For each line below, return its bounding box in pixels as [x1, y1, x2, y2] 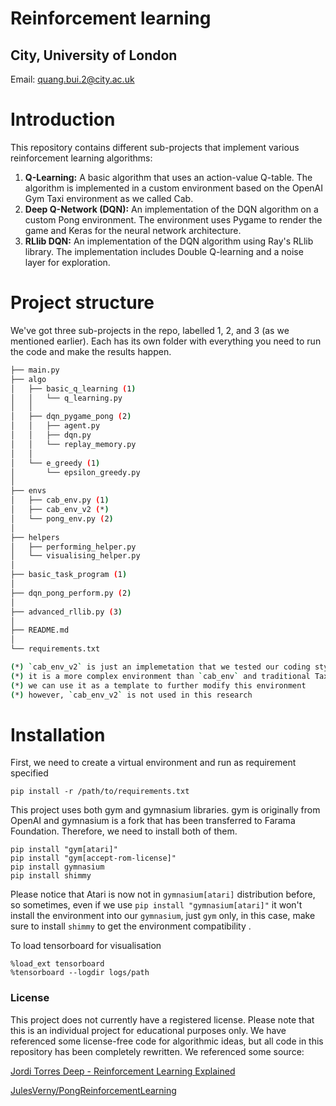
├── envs [10, 486, 47, 496]
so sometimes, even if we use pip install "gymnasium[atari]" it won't [10, 899, 303, 911]
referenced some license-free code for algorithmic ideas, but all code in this [10, 1035, 324, 1047]
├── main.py [10, 365, 60, 375]
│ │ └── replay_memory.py [10, 439, 137, 449]
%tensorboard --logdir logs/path [10, 968, 150, 978]
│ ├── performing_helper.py [10, 542, 137, 552]
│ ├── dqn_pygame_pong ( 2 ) [10, 412, 132, 422]
